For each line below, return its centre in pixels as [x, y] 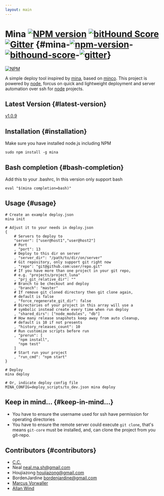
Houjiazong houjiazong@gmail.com [48, 473]
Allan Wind [23, 489]
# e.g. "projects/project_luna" [47, 275]
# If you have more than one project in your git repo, [73, 271]
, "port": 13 [27, 249]
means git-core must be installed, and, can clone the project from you [84, 430]
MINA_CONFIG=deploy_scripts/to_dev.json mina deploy [60, 387]
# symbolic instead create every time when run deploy [71, 309]
